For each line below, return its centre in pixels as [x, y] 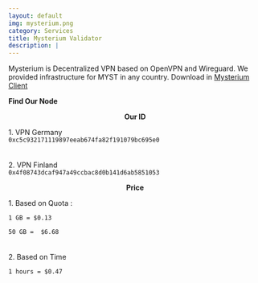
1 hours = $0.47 [35, 272]
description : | [34, 46]
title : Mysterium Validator [55, 38]
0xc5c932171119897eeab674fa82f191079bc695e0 [84, 140]
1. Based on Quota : [41, 203]
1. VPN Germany [35, 133]
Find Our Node [33, 101]
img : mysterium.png [41, 23]
